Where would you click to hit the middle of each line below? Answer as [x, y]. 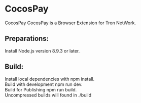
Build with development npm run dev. [44, 84]
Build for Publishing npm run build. [41, 89]
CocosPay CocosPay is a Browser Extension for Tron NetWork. [70, 23]
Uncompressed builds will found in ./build [48, 95]
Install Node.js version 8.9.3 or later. [42, 50]
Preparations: [27, 39]
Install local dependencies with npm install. [50, 79]
